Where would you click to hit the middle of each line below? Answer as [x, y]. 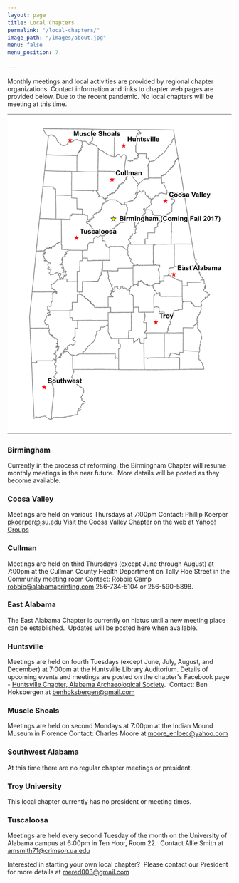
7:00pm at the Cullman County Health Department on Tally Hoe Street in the [118, 571]
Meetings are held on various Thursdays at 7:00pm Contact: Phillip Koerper [118, 515]
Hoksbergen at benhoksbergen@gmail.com [71, 692]
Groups [18, 530]
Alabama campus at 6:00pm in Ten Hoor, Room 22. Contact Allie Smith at [116, 843]
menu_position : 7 [33, 53]
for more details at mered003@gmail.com [69, 872]
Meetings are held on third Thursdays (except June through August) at [111, 564]
